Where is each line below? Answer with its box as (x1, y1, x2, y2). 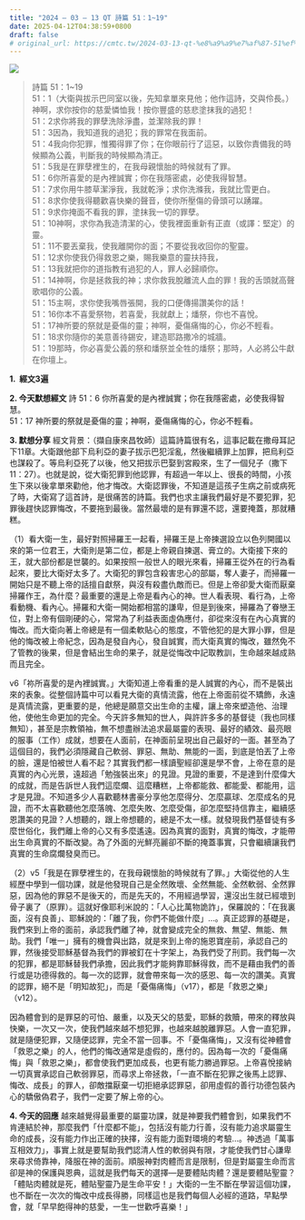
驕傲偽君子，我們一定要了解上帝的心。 (25, 1091, 169, 1102)
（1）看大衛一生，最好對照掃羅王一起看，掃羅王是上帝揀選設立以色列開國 (9, 533, 283, 545)
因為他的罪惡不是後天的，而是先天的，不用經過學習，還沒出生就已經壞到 (25, 890, 296, 901)
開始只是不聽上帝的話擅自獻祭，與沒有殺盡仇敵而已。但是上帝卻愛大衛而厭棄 (9, 579, 296, 590)
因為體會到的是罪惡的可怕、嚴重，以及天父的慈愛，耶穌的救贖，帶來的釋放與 (9, 1012, 296, 1023)
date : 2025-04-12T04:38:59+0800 (9, 22, 132, 31)
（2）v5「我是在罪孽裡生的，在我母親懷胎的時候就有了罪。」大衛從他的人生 (9, 868, 290, 878)
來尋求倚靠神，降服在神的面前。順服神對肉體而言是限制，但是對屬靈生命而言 (9, 1156, 296, 1167)
